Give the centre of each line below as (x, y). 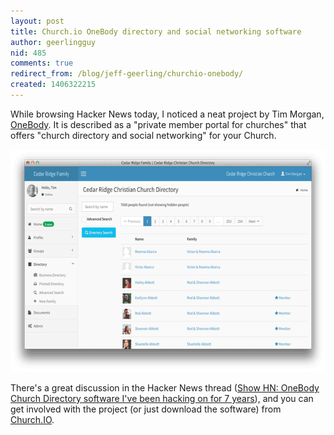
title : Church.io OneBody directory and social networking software (156, 31)
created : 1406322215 (53, 85)
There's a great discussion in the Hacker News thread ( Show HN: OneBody (165, 387)
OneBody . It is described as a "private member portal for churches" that (158, 124)
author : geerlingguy (53, 42)
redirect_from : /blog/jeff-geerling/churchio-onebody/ (127, 74)
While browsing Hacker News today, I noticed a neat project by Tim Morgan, (167, 114)
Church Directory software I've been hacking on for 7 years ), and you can (162, 398)
